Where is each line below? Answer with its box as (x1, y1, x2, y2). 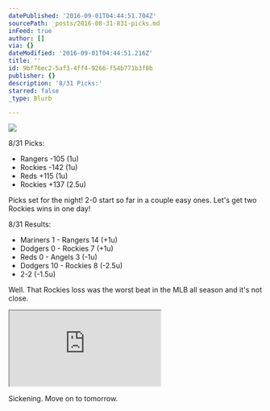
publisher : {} (8, 72, 56, 80)
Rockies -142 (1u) (19, 163, 78, 172)
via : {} (8, 42, 35, 50)
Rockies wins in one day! (8, 204, 91, 214)
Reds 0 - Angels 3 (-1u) (19, 252, 98, 262)
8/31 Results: (8, 219, 52, 230)
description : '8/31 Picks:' (8, 79, 103, 87)
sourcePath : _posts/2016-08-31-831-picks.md (8, 19, 160, 27)
